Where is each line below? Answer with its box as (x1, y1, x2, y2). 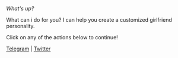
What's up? (6, 5, 34, 12)
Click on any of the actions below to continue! (6, 34, 119, 40)
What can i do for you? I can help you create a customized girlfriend (6, 16, 172, 23)
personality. (6, 23, 35, 29)
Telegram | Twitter (6, 45, 51, 52)
